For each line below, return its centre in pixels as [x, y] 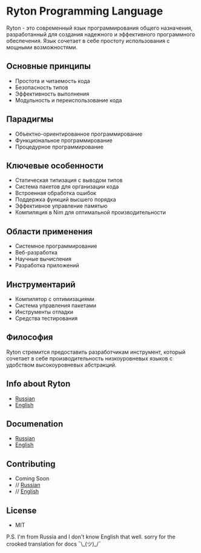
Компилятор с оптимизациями [55, 299]
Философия [30, 337]
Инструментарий [41, 284]
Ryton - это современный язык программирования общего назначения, [99, 28]
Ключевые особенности [55, 166]
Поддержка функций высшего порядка [65, 200]
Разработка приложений [47, 265]
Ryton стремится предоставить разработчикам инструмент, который [96, 352]
